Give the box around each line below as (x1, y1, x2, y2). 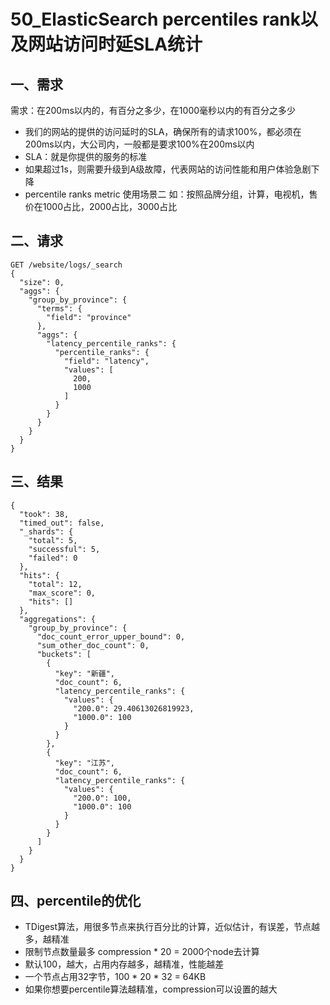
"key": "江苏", (54, 758, 115, 768)
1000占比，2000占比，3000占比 (42, 201, 178, 212)
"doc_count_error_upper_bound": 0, (36, 631, 186, 642)
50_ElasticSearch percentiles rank (10, 8, 301, 31)
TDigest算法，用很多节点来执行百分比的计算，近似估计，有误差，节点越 (24, 921, 321, 933)
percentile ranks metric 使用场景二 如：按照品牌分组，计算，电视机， (24, 188, 310, 200)
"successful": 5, (28, 544, 101, 554)
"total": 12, (28, 579, 83, 589)
